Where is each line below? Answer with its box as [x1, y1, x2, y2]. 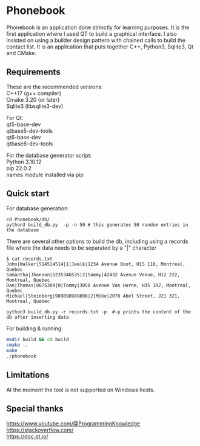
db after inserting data [6, 314, 69, 320]
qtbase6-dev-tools [6, 140, 53, 147]
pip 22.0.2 [6, 164, 32, 171]
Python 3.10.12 [6, 158, 42, 165]
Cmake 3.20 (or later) [6, 96, 60, 103]
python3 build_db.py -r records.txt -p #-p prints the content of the [6, 308, 191, 315]
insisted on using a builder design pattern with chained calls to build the [6, 36, 186, 44]
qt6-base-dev [6, 133, 41, 141]
